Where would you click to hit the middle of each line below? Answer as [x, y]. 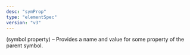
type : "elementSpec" [32, 17]
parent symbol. [25, 46]
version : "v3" [24, 22]
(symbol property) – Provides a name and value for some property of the [95, 40]
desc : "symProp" [26, 12]
